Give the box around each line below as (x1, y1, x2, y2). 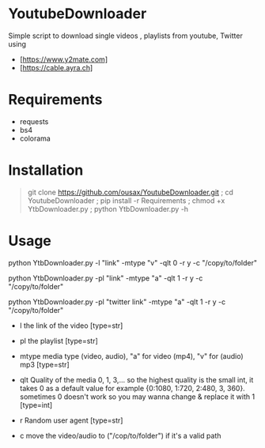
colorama (19, 134, 51, 143)
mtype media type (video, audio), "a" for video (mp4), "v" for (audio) (19, 351, 244, 360)
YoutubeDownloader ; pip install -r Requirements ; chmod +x (27, 195, 225, 205)
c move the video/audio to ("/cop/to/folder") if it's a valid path (19, 431, 221, 440)
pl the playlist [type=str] (19, 336, 99, 345)
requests (19, 116, 49, 126)
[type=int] (19, 400, 53, 409)
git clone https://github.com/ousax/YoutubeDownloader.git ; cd (27, 187, 233, 197)
